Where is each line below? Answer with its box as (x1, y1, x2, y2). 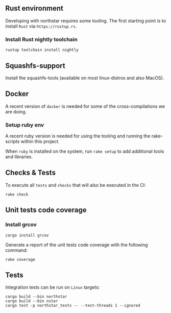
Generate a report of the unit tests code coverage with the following (5, 242, 148, 248)
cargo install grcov (5, 232, 50, 238)
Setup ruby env (5, 121, 44, 128)
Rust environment (5, 4, 64, 13)
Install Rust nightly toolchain (5, 36, 78, 43)
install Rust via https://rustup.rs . (5, 23, 77, 29)
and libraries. (5, 154, 33, 160)
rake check (5, 191, 29, 197)
